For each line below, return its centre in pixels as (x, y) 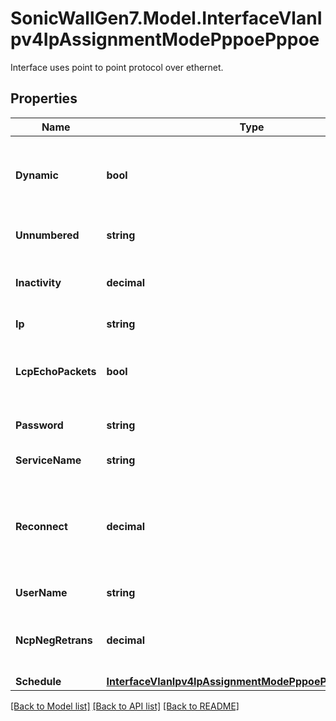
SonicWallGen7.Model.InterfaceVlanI (166, 18)
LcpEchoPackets (56, 371)
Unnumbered (47, 235)
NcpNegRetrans (54, 640)
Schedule (38, 681)
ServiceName (48, 460)
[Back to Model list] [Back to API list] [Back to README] (125, 706)
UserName (41, 592)
